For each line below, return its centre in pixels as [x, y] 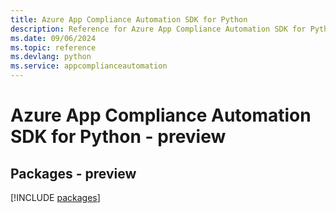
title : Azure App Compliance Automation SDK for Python [129, 19]
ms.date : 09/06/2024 [53, 38]
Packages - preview [73, 173]
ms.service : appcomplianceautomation [89, 66]
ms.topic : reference [53, 47]
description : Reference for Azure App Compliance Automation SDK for [158, 29]
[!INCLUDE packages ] [55, 197]
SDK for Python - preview [118, 137]
